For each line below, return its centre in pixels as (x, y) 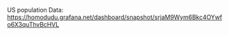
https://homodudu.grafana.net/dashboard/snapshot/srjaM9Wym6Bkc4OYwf (114, 17)
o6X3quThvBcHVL (33, 24)
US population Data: (35, 10)
